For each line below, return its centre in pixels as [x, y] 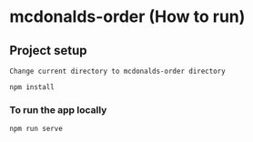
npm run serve [36, 129]
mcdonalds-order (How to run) [127, 17]
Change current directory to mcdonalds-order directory [117, 71]
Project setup [49, 51]
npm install [32, 87]
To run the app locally [58, 109]
